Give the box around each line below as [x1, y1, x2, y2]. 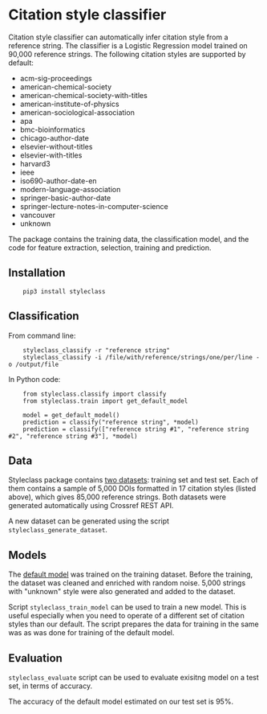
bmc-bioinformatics [19, 125, 86, 134]
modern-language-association [19, 184, 121, 194]
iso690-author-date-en [19, 175, 98, 186]
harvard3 [19, 158, 51, 168]
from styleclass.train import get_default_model [22, 396, 188, 405]
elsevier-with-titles [19, 150, 83, 160]
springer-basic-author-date [19, 193, 111, 203]
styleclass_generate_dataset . [8, 525, 108, 535]
